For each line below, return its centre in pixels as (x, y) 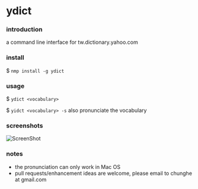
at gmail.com (31, 180)
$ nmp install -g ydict (35, 71)
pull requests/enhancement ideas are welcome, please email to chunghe (103, 173)
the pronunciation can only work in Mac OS (67, 166)
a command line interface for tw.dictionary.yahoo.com (72, 42)
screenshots (25, 126)
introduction (24, 30)
